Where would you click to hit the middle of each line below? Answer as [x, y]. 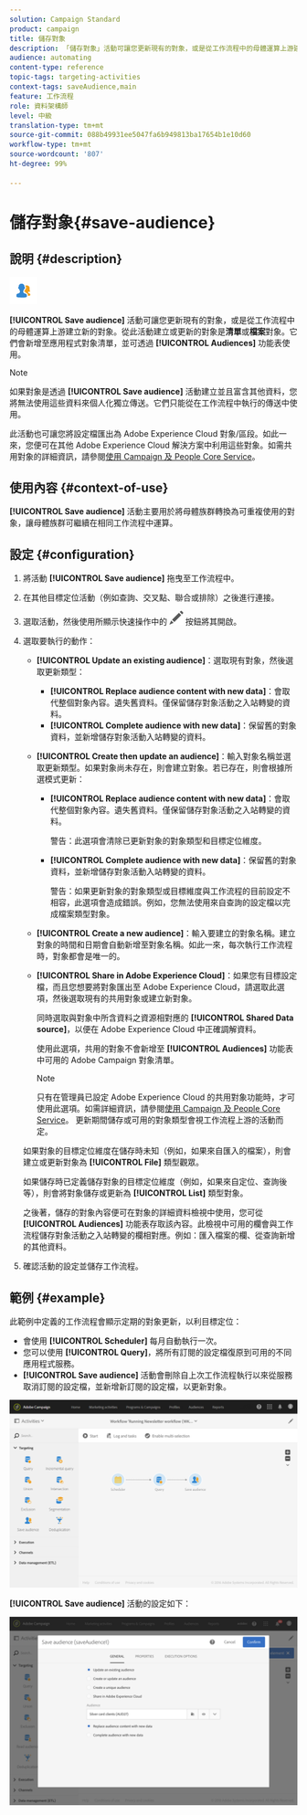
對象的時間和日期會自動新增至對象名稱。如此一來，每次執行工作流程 [164, 944]
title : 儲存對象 [37, 38]
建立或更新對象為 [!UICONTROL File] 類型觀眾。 [113, 1162]
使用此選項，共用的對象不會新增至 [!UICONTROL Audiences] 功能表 [165, 1049]
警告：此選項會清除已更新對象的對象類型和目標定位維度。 [158, 841]
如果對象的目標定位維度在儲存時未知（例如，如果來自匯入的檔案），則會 [157, 1151]
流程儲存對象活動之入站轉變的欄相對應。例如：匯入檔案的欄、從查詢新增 [159, 1235]
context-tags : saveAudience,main [73, 87]
